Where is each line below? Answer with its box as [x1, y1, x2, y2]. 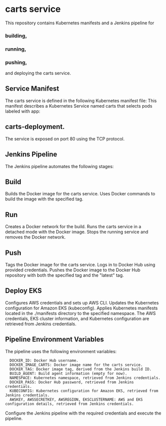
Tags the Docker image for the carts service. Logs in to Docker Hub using [5, 261, 156, 267]
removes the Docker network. [5, 234, 66, 240]
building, [5, 32, 27, 39]
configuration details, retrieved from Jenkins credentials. [5, 401, 134, 406]
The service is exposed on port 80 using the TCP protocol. [5, 135, 125, 142]
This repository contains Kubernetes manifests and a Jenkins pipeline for [5, 20, 155, 26]
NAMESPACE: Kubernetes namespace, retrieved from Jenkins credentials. [9, 375, 161, 380]
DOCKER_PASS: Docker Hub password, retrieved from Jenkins [9, 379, 134, 385]
